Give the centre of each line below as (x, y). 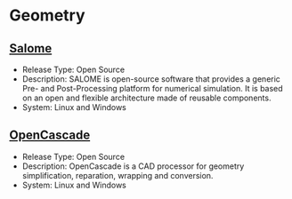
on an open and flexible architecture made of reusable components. (146, 98)
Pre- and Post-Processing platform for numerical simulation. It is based (152, 88)
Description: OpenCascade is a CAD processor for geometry (133, 166)
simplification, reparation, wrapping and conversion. (118, 175)
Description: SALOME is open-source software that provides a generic (151, 79)
